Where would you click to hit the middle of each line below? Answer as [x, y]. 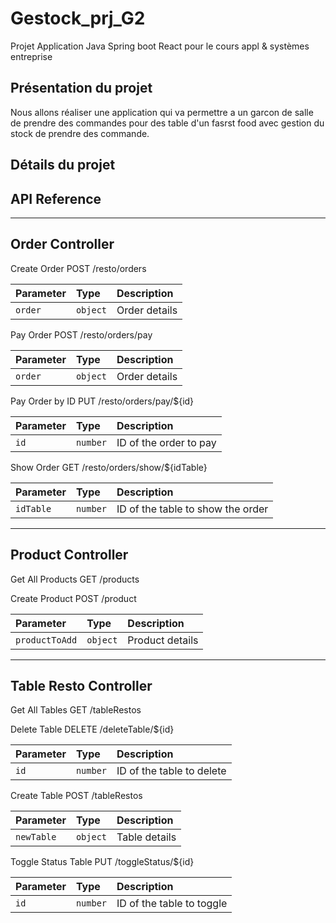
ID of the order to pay [166, 442]
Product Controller [69, 555]
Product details [163, 640]
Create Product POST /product [73, 598]
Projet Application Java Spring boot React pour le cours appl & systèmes [160, 46]
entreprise [31, 56]
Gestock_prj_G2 [78, 18]
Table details [146, 837]
